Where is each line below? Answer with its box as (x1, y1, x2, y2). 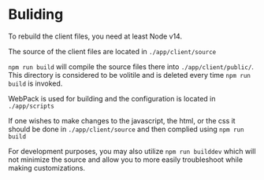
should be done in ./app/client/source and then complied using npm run (8, 124, 244, 134)
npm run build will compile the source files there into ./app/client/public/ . (8, 61, 255, 72)
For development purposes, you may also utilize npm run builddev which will (8, 146, 256, 156)
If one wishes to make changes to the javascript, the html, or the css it (8, 116, 236, 125)
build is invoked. (8, 79, 63, 88)
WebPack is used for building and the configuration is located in (8, 94, 216, 103)
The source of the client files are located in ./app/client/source (8, 46, 217, 56)
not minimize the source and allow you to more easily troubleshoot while (8, 155, 243, 164)
